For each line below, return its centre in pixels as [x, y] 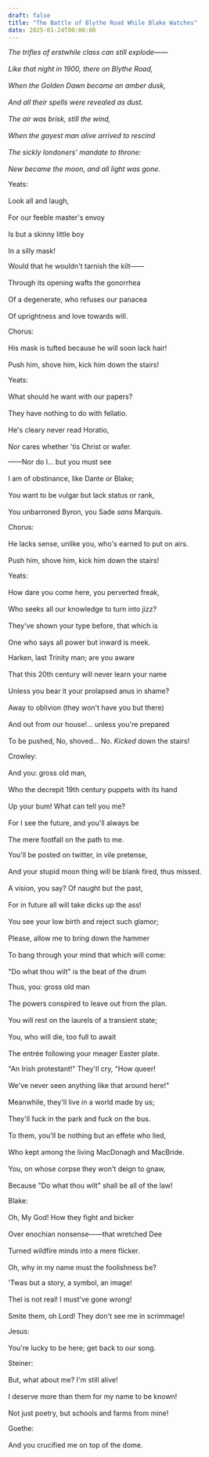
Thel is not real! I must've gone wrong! [70, 1299]
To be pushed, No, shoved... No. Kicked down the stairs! [99, 741]
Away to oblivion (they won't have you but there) [86, 708]
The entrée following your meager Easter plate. [84, 1053]
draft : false [29, 15]
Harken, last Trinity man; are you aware [72, 658]
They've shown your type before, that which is [83, 626]
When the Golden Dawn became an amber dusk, [87, 86]
